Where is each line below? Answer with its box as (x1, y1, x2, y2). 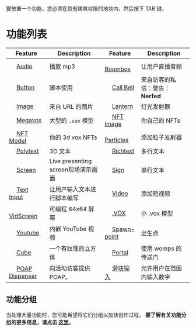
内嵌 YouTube (49, 225, 87, 233)
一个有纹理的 (49, 244, 85, 253)
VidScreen (9, 212, 38, 220)
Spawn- (111, 225, 135, 233)
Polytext (16, 147, 39, 155)
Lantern (111, 102, 134, 110)
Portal (111, 248, 128, 256)
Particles (104, 136, 129, 144)
